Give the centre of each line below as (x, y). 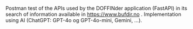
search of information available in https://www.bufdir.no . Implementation (94, 14)
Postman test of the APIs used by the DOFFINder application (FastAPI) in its (96, 8)
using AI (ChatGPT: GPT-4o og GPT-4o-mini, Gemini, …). (74, 20)
